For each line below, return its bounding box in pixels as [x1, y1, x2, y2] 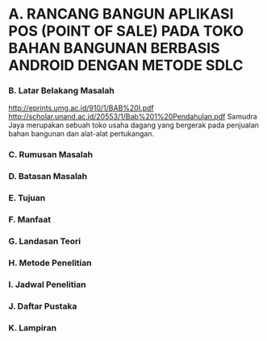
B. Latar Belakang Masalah [8, 85, 115, 97]
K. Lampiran [8, 322, 57, 333]
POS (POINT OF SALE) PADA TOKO [8, 22, 244, 40]
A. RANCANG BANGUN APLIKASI [8, 5, 234, 23]
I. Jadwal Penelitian [8, 279, 86, 290]
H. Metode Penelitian [8, 257, 92, 268]
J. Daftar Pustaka [8, 300, 77, 311]
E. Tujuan [8, 193, 46, 204]
